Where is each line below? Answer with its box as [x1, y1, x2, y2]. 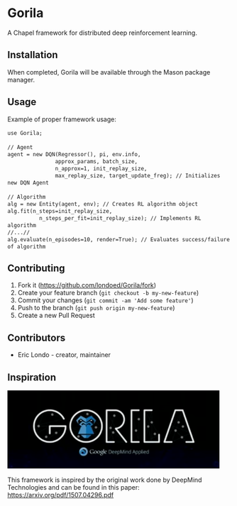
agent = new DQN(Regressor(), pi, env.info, [7, 150, 141, 158]
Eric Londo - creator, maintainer [17, 351, 111, 359]
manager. [7, 75, 35, 84]
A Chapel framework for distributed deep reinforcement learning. [7, 28, 197, 37]
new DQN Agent [7, 179, 50, 186]
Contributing [7, 262, 65, 274]
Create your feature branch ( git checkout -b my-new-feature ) [17, 289, 199, 297]
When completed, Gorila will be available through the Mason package [7, 67, 211, 76]
